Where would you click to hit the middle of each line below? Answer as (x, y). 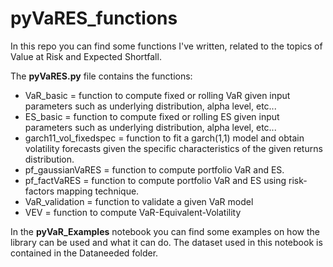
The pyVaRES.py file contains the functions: (101, 76)
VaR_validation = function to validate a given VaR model (139, 201)
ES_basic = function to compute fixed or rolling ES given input (152, 116)
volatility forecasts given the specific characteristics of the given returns (173, 148)
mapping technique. (98, 191)
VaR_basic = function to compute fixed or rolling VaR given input (157, 95)
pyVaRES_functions (94, 18)
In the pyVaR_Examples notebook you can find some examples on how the (165, 231)
